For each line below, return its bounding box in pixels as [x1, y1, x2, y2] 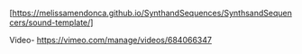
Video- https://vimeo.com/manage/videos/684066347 [9, 35, 212, 45]
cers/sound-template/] [9, 17, 94, 28]
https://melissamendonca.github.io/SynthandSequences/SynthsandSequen [12, 8, 293, 18]
